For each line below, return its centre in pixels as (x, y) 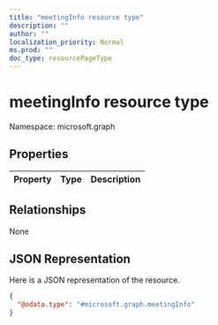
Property (33, 179)
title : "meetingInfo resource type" (76, 17)
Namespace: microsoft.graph (62, 126)
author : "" (29, 34)
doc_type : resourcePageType (61, 58)
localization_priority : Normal (67, 42)
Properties (39, 154)
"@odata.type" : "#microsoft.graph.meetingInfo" (106, 305)
